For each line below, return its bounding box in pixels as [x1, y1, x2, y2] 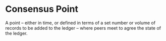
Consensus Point [5, 3, 78, 15]
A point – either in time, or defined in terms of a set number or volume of [5, 20, 155, 26]
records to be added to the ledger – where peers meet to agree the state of [5, 25, 161, 31]
